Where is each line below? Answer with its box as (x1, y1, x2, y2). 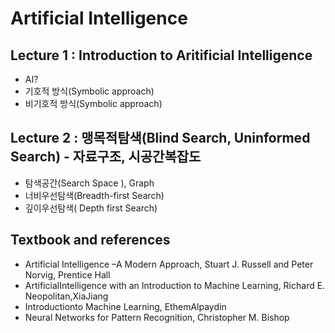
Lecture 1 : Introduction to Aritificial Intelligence (10, 47, 313, 64)
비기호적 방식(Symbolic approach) (24, 98, 163, 109)
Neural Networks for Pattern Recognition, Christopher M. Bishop (24, 311, 290, 323)
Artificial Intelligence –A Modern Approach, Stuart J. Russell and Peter (24, 258, 314, 270)
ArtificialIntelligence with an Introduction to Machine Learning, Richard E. (24, 279, 326, 291)
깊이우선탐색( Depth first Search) (24, 202, 158, 214)
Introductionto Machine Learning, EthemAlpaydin (24, 300, 227, 312)
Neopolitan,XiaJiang (24, 290, 109, 302)
